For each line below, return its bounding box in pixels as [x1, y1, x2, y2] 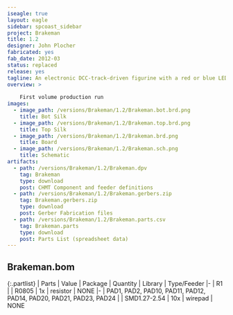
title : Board [19, 139, 58, 146]
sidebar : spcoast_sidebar [7, 23, 82, 30]
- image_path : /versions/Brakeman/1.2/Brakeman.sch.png [13, 145, 178, 152]
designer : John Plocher [7, 42, 76, 49]
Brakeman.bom [7, 261, 75, 273]
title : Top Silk [19, 126, 67, 133]
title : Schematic [19, 152, 70, 159]
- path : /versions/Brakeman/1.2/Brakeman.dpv [13, 164, 148, 172]
